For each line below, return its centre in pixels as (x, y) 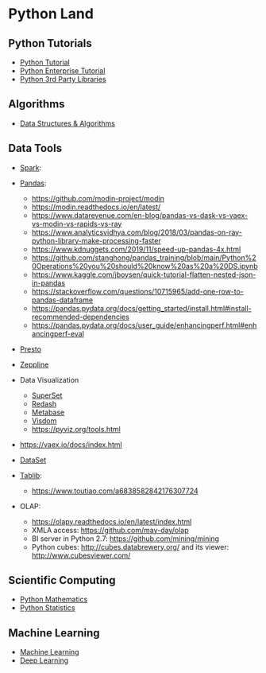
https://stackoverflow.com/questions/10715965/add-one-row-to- (138, 291)
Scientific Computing (62, 580)
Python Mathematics (54, 599)
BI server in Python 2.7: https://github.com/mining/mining (125, 539)
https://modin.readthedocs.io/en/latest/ (96, 207)
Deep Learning (44, 660)
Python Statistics (47, 608)
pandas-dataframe (62, 300)
